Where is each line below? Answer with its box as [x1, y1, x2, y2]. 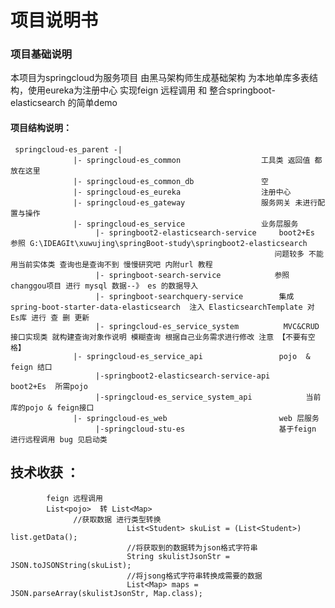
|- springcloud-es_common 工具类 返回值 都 [73, 155, 323, 165]
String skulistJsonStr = [126, 551, 230, 561]
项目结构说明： [10, 122, 72, 134]
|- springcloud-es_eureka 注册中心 [73, 187, 292, 197]
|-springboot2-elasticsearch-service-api [95, 371, 271, 381]
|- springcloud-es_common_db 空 [73, 176, 269, 186]
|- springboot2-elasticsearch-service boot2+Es [95, 227, 315, 238]
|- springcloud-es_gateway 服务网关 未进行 [73, 197, 318, 208]
